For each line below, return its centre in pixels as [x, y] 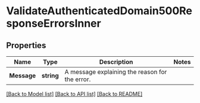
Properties [26, 45]
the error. [78, 79]
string [50, 75]
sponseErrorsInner [54, 23]
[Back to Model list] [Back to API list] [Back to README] [74, 94]
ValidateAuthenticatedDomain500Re [99, 11]
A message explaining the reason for [116, 72]
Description [116, 62]
